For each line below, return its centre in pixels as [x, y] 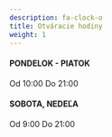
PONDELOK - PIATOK [50, 63]
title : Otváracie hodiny [56, 26]
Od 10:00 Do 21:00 [44, 83]
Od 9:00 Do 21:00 [42, 123]
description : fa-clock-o [56, 18]
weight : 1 [28, 34]
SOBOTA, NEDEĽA [44, 104]
